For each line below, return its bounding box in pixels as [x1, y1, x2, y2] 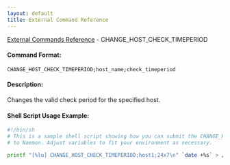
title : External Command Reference [7, 16, 109, 23]
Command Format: [7, 51, 62, 59]
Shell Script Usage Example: [7, 111, 90, 120]
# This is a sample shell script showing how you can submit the [7, 133, 197, 140]
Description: [7, 80, 43, 89]
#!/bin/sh [7, 127, 36, 134]
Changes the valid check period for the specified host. [7, 95, 161, 103]
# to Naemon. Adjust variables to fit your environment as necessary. [7, 139, 213, 146]
